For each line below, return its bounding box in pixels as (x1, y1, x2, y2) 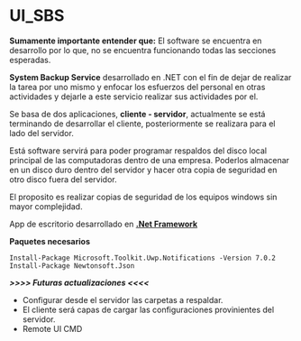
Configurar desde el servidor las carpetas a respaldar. (22, 294, 223, 305)
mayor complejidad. (9, 200, 83, 212)
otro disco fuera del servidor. (9, 173, 117, 185)
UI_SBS (9, 5, 65, 26)
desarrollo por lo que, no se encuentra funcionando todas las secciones (9, 44, 277, 55)
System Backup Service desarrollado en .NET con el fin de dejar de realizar (9, 71, 292, 82)
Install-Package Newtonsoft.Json (9, 261, 135, 271)
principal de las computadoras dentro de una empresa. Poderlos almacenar (9, 154, 290, 165)
